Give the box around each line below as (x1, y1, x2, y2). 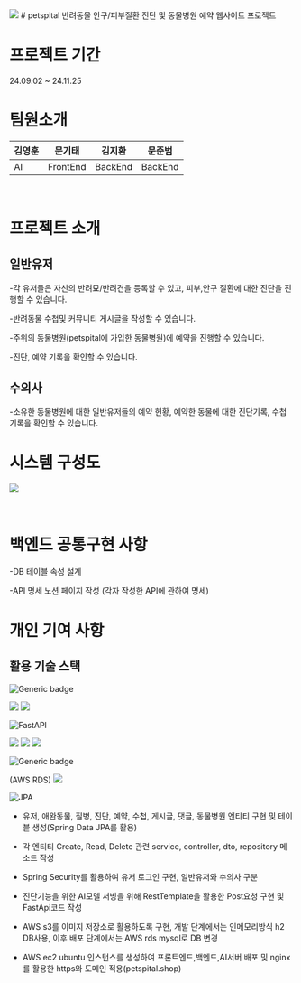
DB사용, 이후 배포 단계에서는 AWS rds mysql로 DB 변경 (22, 932, 219, 943)
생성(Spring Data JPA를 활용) (32, 821, 138, 832)
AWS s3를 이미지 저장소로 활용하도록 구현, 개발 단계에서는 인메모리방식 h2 (22, 921, 286, 932)
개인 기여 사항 (9, 620, 105, 641)
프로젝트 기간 (9, 45, 101, 66)
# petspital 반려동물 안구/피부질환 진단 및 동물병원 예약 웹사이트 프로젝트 (20, 10, 277, 21)
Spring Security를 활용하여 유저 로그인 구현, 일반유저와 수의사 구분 (22, 871, 259, 882)
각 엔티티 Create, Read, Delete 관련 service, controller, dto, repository (22, 840, 278, 852)
